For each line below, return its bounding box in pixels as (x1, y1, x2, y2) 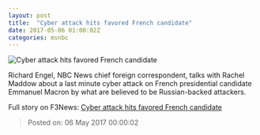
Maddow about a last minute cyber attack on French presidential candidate (8, 79, 252, 88)
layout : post (8, 11, 51, 20)
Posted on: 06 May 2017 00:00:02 (27, 118, 139, 127)
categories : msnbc (8, 33, 69, 42)
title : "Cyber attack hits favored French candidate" (8, 19, 193, 27)
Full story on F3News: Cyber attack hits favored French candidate (8, 103, 223, 112)
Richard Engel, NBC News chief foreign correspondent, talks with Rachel (8, 70, 245, 80)
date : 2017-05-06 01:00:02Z (8, 26, 101, 34)
